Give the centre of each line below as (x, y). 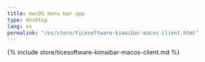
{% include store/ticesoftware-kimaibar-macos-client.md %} (94, 52)
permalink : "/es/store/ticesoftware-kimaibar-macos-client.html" (103, 33)
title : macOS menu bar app (46, 13)
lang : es (20, 26)
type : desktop (28, 20)
